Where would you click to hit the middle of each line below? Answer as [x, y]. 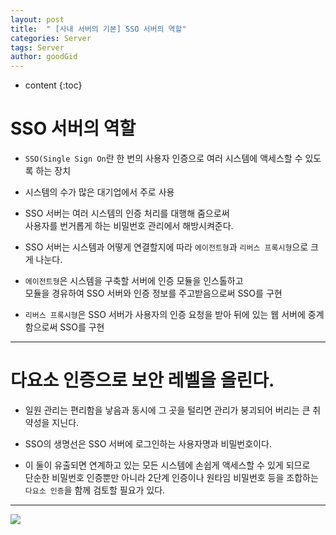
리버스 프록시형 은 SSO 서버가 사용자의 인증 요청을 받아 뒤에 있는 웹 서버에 [165, 315]
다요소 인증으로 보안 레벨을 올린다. [142, 380]
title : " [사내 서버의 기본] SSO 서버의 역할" [98, 29]
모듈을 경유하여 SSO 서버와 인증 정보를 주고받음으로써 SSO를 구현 [153, 293]
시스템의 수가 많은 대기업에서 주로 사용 [99, 192]
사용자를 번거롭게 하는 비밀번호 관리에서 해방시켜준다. [129, 226]
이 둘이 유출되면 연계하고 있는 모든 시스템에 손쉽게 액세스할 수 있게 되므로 [167, 465]
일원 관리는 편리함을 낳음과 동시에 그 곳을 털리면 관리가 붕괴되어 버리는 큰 [167, 410]
